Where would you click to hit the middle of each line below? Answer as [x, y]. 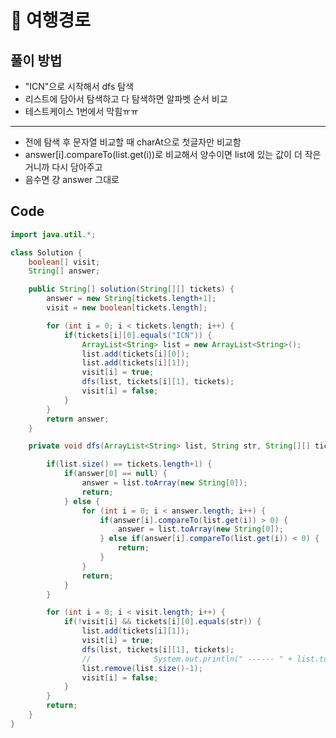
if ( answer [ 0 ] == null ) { [115, 474]
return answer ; [78, 419]
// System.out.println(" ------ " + [187, 659]
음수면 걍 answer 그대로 [72, 179]
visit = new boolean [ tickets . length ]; [127, 308]
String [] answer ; [64, 271]
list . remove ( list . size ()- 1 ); [142, 668]
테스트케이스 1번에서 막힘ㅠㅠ [81, 111]
